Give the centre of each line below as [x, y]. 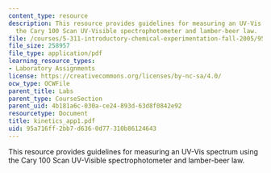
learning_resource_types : [52, 61]
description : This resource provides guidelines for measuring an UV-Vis [135, 23]
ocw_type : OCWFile [39, 83]
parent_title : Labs [41, 91]
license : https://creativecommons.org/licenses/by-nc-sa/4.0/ [115, 76]
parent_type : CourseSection [56, 99]
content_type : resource [48, 16]
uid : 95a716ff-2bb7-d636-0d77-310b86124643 [83, 129]
